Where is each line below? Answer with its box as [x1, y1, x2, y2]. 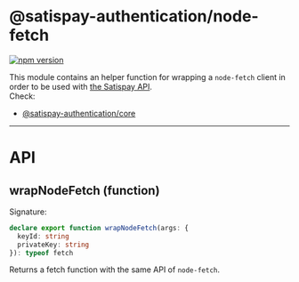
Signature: [9, 206, 47, 217]
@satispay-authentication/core [21, 108, 136, 118]
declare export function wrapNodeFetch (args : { [9, 223, 190, 232]
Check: [9, 91, 36, 101]
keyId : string [17, 231, 69, 241]
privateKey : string [17, 240, 90, 249]
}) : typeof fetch [9, 248, 74, 257]
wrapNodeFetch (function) [9, 182, 160, 197]
